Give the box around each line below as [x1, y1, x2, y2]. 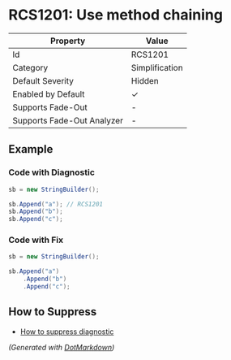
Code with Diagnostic [8, 167, 96, 178]
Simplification [130, 62, 184, 73]
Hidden [130, 75, 160, 86]
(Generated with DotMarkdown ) [8, 342, 115, 352]
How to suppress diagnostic [19, 327, 114, 336]
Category [12, 62, 49, 73]
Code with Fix [8, 234, 64, 245]
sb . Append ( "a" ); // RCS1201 [8, 200, 104, 208]
